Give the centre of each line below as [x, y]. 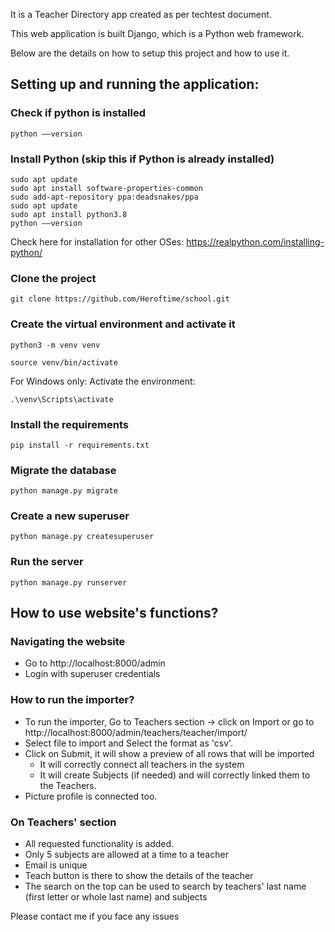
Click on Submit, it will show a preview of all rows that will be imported [169, 753]
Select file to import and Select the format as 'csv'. [129, 743]
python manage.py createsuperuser [82, 537]
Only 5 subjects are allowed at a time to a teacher [126, 855]
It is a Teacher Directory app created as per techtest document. [141, 14]
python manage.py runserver [69, 582]
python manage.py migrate [64, 491]
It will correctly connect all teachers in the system [142, 764]
